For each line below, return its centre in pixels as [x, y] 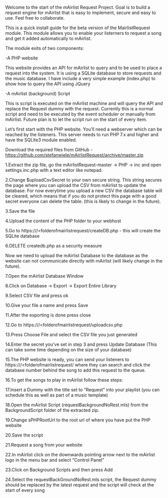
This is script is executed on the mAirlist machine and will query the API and [84, 103]
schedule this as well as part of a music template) [57, 395]
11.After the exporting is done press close [48, 315]
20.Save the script [24, 435]
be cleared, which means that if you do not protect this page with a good [81, 196]
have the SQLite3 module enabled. [41, 140]
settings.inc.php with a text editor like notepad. [54, 170]
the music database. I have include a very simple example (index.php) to [80, 78]
